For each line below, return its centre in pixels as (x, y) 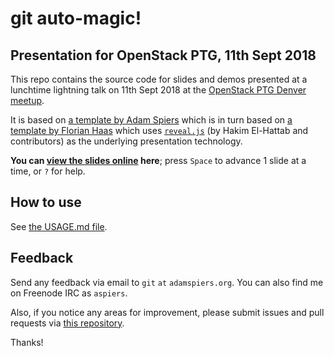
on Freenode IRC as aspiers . (69, 293)
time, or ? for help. (48, 171)
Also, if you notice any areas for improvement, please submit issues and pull (167, 312)
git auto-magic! (76, 18)
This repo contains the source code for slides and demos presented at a (159, 79)
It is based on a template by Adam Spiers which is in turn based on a (151, 120)
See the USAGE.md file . (59, 226)
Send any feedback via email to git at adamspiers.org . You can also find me (167, 282)
